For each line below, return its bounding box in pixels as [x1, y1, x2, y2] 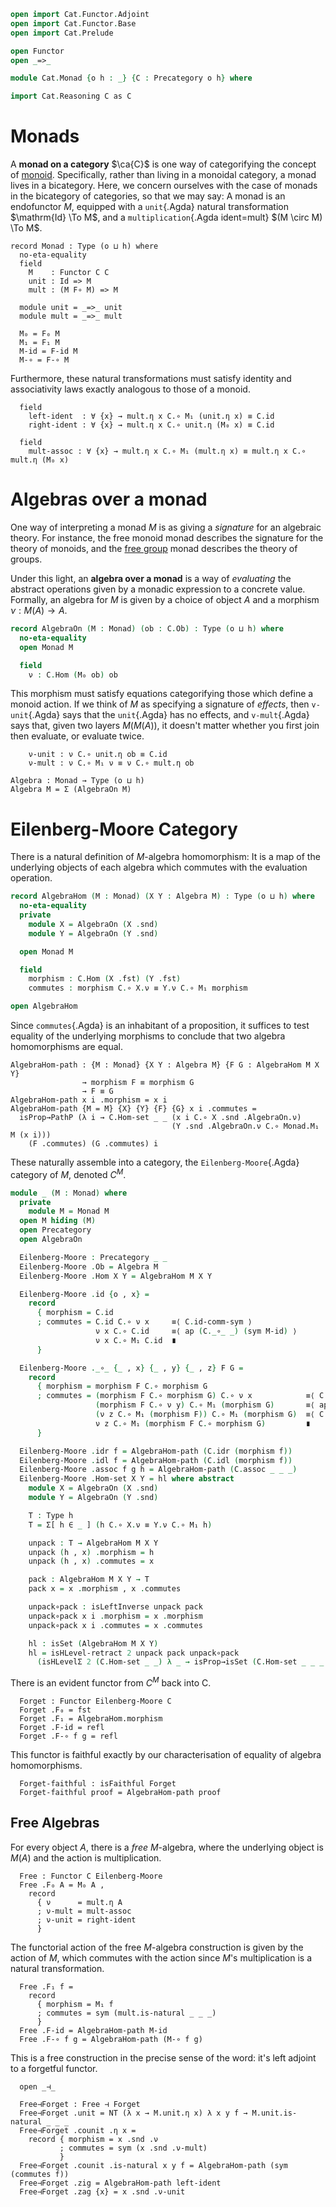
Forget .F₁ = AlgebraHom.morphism [19, 1714, 163, 1724]
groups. [10, 553, 43, 565]
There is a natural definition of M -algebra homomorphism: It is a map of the [10, 851, 321, 863]
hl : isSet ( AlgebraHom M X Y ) [28, 1638, 159, 1649]
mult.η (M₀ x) [10, 455, 70, 465]
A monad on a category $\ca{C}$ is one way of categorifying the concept [10, 158, 317, 170]
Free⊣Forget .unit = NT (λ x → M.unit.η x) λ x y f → [19, 2108, 248, 2118]
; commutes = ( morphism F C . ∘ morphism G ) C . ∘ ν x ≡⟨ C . [36, 1391, 329, 1401]
